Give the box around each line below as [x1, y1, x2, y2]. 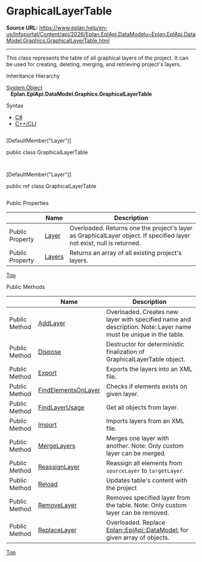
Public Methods [6, 283, 45, 290]
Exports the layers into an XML [106, 365, 192, 373]
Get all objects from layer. [106, 403, 179, 412]
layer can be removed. [106, 508, 170, 517]
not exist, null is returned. [69, 239, 141, 247]
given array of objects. [106, 533, 170, 542]
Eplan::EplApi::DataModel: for [106, 525, 189, 534]
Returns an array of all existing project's [69, 249, 182, 257]
